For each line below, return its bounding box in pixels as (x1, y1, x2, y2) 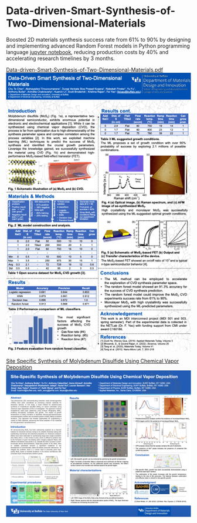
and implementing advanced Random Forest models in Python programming (6, 42, 191, 49)
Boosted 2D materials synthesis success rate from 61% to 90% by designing (6, 36, 191, 43)
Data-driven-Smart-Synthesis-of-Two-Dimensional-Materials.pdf (6, 66, 163, 73)
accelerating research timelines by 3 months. (6, 55, 116, 62)
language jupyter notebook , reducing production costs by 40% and (6, 48, 169, 55)
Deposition (6, 364, 32, 371)
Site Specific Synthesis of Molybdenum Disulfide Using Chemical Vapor (6, 357, 179, 365)
